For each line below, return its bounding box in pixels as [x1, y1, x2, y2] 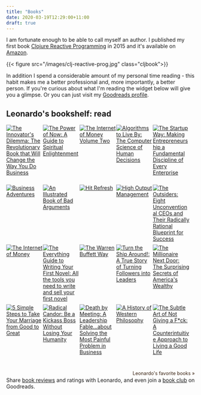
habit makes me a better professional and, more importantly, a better [6, 78, 175, 86]
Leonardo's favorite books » [132, 370, 195, 377]
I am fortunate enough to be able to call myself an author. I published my [6, 37, 185, 44]
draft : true [6, 20, 36, 26]
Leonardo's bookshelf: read [6, 108, 112, 118]
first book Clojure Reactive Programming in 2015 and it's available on [6, 42, 176, 50]
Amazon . [6, 49, 29, 56]
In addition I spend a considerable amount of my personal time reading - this [6, 72, 195, 80]
